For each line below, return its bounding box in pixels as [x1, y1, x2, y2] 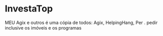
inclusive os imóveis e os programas [5, 24, 81, 30]
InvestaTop [5, 3, 53, 14]
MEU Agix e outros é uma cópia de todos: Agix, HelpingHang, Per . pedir [5, 19, 158, 25]
